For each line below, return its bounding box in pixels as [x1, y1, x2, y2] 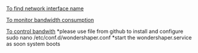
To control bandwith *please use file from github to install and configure [6, 28, 184, 35]
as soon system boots [6, 41, 61, 47]
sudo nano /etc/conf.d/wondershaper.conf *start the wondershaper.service [6, 34, 192, 41]
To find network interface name [6, 5, 84, 12]
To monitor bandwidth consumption [6, 16, 95, 23]
